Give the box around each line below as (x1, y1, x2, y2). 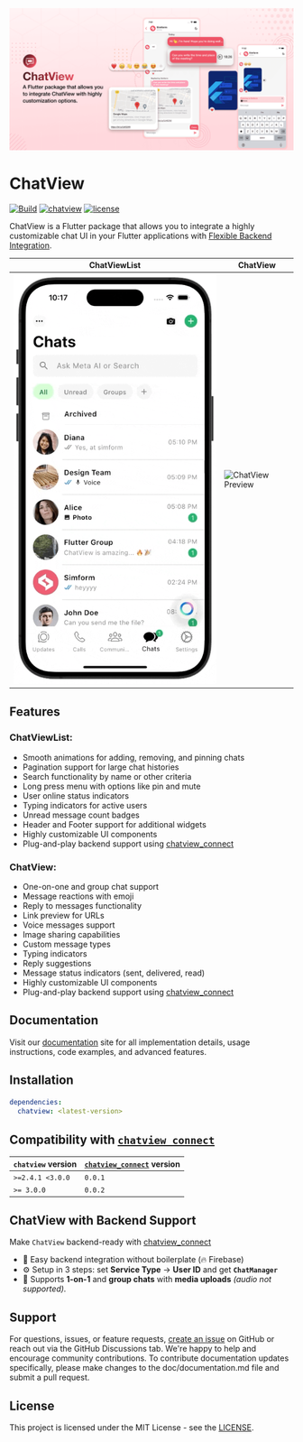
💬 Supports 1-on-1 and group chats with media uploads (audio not (22, 1274, 272, 1285)
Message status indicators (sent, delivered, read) (22, 967, 206, 978)
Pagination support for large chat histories (22, 762, 179, 772)
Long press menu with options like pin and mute (22, 781, 201, 791)
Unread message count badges (22, 809, 140, 820)
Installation (9, 1073, 74, 1088)
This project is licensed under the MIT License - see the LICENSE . (9, 1422, 254, 1433)
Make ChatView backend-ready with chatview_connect (9, 1236, 212, 1248)
